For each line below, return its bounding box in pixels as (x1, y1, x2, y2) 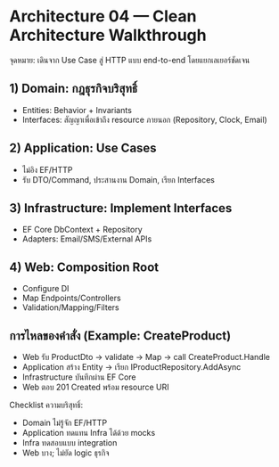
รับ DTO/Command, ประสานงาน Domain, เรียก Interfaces (21, 174, 216, 184)
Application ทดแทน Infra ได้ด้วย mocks (21, 428, 156, 438)
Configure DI (21, 283, 70, 294)
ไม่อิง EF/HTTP (21, 164, 73, 175)
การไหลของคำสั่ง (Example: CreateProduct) (9, 328, 232, 343)
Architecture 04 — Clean (9, 6, 197, 27)
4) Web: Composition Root (9, 259, 160, 274)
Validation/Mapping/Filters (21, 302, 119, 313)
